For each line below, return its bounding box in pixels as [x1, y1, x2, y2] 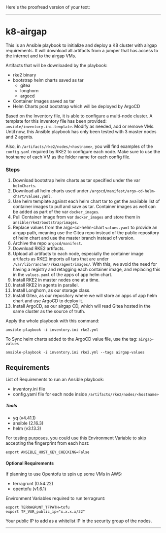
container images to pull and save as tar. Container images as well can [12, 204, 156, 210]
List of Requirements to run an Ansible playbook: [5, 377, 104, 383]
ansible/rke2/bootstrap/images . [12, 219, 78, 225]
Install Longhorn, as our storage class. [12, 287, 91, 293]
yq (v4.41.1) [12, 415, 36, 421]
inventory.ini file [12, 386, 46, 392]
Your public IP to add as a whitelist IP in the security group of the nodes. [5, 518, 152, 524]
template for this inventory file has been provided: [5, 118, 107, 124]
